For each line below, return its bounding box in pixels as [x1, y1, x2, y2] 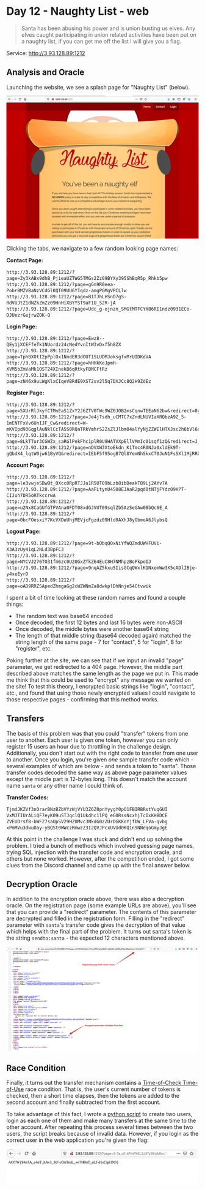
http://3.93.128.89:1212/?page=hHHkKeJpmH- [6, 360, 119, 366]
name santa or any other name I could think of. [6, 782, 123, 789]
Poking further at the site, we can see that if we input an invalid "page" [6, 657, 184, 664]
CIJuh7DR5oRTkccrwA [6, 492, 56, 499]
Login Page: [6, 323, 38, 330]
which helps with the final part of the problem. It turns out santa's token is [6, 928, 192, 935]
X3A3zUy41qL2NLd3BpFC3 [6, 546, 64, 553]
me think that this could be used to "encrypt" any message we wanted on [6, 676, 191, 684]
